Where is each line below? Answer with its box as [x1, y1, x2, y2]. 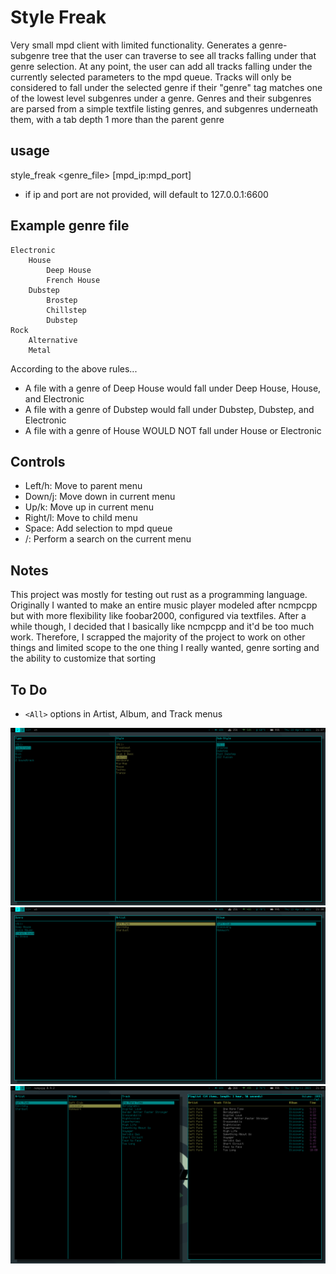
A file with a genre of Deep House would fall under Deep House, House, [24, 382, 322, 394]
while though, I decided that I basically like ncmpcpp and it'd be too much [10, 621, 315, 633]
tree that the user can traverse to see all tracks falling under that [51, 49, 317, 61]
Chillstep [46, 305, 87, 315]
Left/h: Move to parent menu [24, 480, 143, 492]
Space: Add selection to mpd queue [24, 522, 173, 535]
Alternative [28, 335, 78, 345]
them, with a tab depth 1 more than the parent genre [10, 113, 225, 125]
